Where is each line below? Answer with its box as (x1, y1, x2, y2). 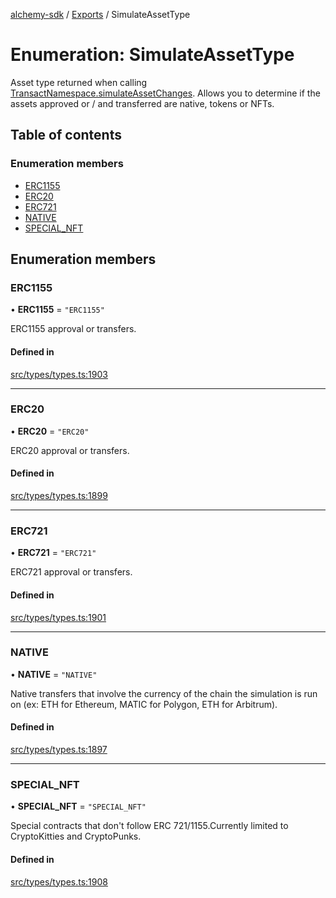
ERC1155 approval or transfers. (10, 323, 137, 335)
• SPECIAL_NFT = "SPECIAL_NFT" (10, 800, 147, 813)
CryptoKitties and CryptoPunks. (10, 830, 142, 843)
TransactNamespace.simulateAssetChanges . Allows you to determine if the (10, 87, 321, 99)
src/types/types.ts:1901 (10, 611, 107, 623)
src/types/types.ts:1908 (10, 875, 108, 888)
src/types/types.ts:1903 (10, 368, 108, 380)
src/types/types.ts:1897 (10, 744, 108, 756)
